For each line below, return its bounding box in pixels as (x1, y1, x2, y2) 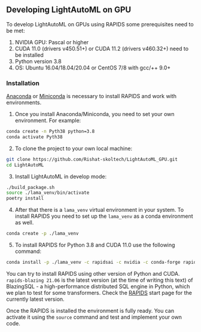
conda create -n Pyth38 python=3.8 (6, 129, 95, 135)
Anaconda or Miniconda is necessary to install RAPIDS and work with (6, 93, 176, 100)
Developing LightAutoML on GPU (6, 5, 132, 15)
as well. (14, 219, 34, 226)
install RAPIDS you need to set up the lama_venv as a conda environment (14, 212, 193, 220)
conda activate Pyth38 (6, 134, 63, 140)
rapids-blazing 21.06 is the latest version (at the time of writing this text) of (6, 276, 193, 284)
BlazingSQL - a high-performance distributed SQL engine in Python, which (6, 282, 190, 290)
